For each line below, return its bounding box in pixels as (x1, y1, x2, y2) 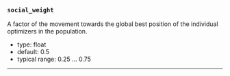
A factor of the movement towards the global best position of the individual (7, 20, 218, 28)
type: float (16, 40, 47, 49)
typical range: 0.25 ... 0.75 (16, 55, 91, 64)
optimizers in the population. (7, 27, 88, 36)
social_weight (7, 6, 54, 14)
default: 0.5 (16, 48, 50, 56)
